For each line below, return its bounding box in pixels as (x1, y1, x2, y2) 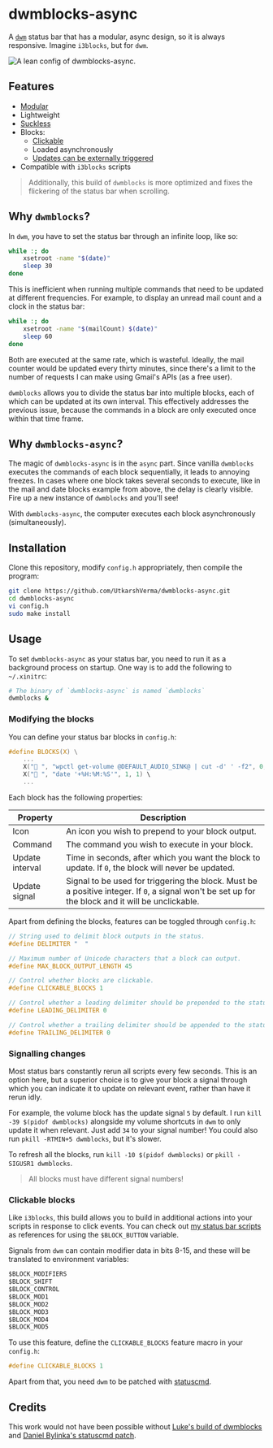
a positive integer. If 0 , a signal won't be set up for (66, 885, 256, 896)
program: (8, 571, 40, 581)
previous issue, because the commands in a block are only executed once (8, 405, 257, 414)
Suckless (19, 119, 51, 128)
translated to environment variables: (8, 1255, 129, 1264)
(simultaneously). (8, 518, 67, 527)
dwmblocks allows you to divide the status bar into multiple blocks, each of (8, 388, 254, 397)
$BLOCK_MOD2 (8, 1300, 49, 1308)
